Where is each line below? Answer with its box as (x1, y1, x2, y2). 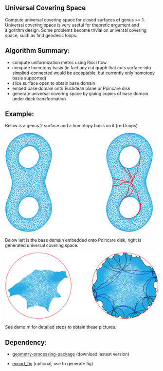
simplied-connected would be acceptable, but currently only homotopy (12, 70, 155, 76)
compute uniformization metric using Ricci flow (12, 59, 107, 65)
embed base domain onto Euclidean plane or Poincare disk (12, 85, 130, 91)
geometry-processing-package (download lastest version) (12, 351, 130, 357)
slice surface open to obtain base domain (12, 80, 96, 86)
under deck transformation (12, 96, 66, 101)
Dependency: (5, 338, 47, 347)
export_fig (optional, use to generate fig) (12, 361, 93, 367)
